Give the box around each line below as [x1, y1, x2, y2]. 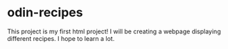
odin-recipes [7, 5, 83, 20]
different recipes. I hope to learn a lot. [7, 34, 115, 42]
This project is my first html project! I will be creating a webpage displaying [7, 27, 221, 35]
